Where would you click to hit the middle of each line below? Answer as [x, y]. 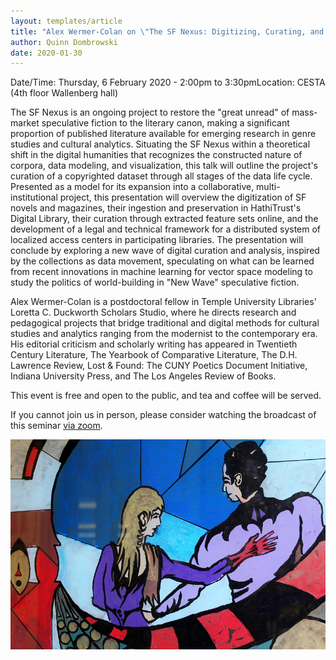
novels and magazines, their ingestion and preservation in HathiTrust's [156, 208]
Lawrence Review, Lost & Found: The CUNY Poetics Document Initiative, [159, 366]
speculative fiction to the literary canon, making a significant [165, 123]
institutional [34, 197]
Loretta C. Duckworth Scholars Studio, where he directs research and [153, 312]
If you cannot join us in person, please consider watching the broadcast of [163, 415]
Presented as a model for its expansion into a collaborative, [132, 187]
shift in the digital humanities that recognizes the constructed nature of [156, 155]
